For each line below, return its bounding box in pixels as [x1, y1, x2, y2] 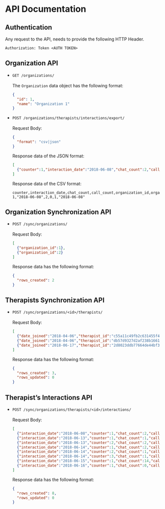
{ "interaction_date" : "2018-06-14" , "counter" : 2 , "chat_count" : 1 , [17, 449, 149, 454]
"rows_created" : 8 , [17, 491, 57, 496]
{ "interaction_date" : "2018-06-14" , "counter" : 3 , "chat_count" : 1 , [17, 454, 149, 459]
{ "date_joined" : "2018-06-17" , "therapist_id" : [17, 343, 112, 348]
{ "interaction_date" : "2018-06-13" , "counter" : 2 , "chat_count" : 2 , [17, 440, 149, 445]
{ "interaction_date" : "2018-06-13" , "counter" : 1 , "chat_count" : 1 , [17, 436, 149, 440]
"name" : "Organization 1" [17, 101, 70, 107]
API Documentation [5, 3, 86, 15]
